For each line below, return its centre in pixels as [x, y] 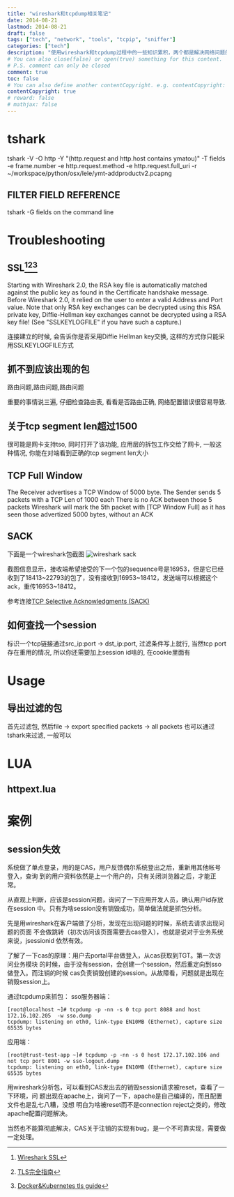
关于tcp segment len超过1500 [72, 426]
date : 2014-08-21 [32, 20]
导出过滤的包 [35, 708]
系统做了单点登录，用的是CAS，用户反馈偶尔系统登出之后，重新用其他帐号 [114, 868]
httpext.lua [32, 789]
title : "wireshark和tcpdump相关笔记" [59, 14]
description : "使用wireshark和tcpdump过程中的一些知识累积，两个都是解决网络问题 [116, 53]
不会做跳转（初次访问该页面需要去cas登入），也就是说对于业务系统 [128, 932]
